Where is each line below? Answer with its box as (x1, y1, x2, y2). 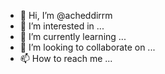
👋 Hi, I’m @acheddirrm (19, 10, 113, 21)
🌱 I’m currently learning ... (19, 31, 127, 42)
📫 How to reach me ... (19, 53, 113, 64)
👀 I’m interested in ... (19, 20, 105, 32)
